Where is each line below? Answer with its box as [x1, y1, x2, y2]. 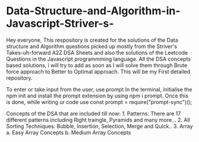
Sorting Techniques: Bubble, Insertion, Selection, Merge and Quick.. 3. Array [6, 122, 193, 130]
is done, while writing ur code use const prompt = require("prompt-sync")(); [6, 98, 192, 105]
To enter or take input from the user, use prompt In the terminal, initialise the [6, 86, 192, 93]
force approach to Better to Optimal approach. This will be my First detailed [6, 68, 191, 75]
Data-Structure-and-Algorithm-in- [6, 4, 181, 18]
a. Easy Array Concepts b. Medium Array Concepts [6, 129, 131, 136]
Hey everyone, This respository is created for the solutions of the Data [6, 36, 178, 43]
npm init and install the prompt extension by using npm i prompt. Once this [6, 92, 189, 99]
